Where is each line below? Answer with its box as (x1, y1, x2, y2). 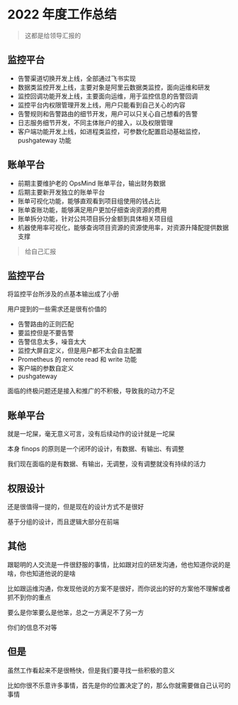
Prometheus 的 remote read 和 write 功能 (17, 355, 137, 364)
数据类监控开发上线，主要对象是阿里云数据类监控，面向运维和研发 (17, 83, 210, 91)
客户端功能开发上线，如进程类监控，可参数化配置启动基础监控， (17, 127, 204, 135)
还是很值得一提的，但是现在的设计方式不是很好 (7, 503, 144, 510)
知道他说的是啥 (31, 569, 76, 578)
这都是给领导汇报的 (24, 31, 81, 40)
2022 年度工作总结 (7, 6, 117, 23)
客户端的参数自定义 (17, 364, 74, 372)
